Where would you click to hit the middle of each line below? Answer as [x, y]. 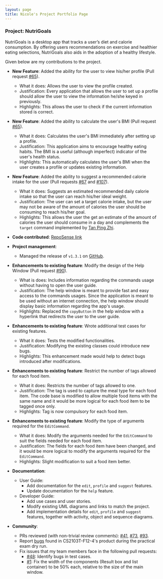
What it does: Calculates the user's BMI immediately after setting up [87, 136]
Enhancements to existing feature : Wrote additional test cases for [79, 326]
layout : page [18, 10]
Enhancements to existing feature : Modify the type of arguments [78, 421]
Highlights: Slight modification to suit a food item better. [75, 461]
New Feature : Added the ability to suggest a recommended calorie [79, 176]
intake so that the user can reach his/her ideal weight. [73, 196]
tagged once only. [37, 406]
